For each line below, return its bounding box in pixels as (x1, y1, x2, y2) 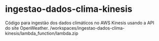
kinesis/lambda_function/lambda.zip (5, 30, 79, 36)
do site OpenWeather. (5, 25, 49, 31)
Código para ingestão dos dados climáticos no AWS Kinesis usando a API (5, 20, 155, 26)
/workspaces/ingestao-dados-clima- (50, 25, 125, 31)
